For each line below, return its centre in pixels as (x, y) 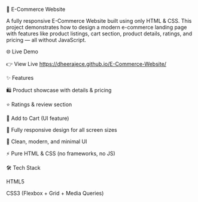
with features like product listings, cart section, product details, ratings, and (99, 34)
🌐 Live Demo (22, 52)
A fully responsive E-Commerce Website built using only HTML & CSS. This (99, 21)
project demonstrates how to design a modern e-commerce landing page (97, 27)
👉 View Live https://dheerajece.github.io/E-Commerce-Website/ (86, 64)
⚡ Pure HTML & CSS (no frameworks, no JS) (61, 153)
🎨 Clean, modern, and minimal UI (47, 141)
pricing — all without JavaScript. (46, 40)
